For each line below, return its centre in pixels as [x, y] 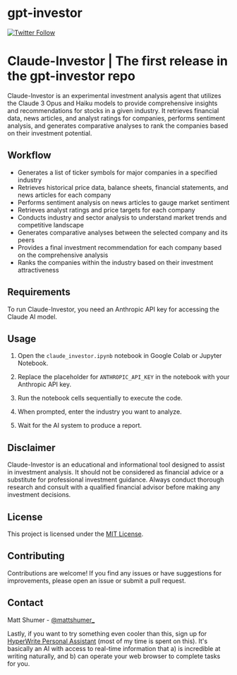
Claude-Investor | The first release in [117, 61]
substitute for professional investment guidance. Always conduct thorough [116, 480]
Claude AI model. [32, 316]
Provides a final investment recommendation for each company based [120, 247]
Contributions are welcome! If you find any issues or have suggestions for [115, 573]
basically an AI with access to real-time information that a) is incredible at [114, 648]
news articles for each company [64, 195]
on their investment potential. [50, 133]
